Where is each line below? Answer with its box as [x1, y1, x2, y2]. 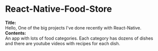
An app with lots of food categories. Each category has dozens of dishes [5, 35, 154, 41]
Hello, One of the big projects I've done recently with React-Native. [5, 25, 142, 30]
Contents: [5, 30, 26, 36]
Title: [5, 20, 16, 25]
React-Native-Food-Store [5, 3, 112, 15]
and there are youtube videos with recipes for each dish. [5, 40, 120, 46]
